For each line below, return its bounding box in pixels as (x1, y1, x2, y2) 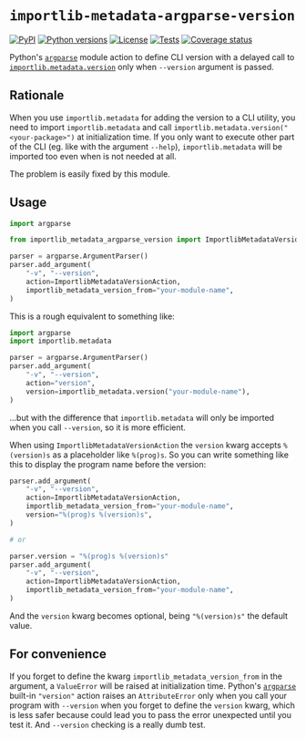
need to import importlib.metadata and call (9, 121, 172, 132)
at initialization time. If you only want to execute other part (76, 131, 295, 142)
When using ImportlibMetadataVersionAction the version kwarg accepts (9, 439, 282, 450)
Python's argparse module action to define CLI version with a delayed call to (9, 51, 295, 62)
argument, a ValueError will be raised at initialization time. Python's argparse (9, 680, 297, 691)
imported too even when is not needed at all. (9, 150, 178, 161)
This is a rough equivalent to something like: (9, 311, 175, 322)
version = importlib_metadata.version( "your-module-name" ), (25, 386, 250, 396)
